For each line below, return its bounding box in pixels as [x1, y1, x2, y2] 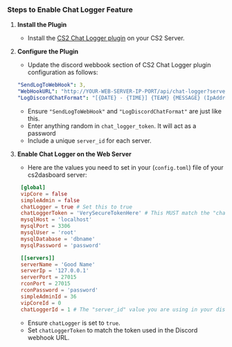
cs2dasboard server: [27, 170, 87, 179]
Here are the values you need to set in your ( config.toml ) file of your [27, 163, 224, 171]
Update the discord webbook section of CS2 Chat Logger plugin [27, 61, 211, 69]
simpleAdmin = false [20, 197, 80, 204]
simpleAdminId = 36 [20, 293, 77, 300]
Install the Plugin [17, 21, 67, 29]
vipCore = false [20, 190, 68, 197]
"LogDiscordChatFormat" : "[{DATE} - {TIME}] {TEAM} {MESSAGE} [17, 95, 201, 102]
